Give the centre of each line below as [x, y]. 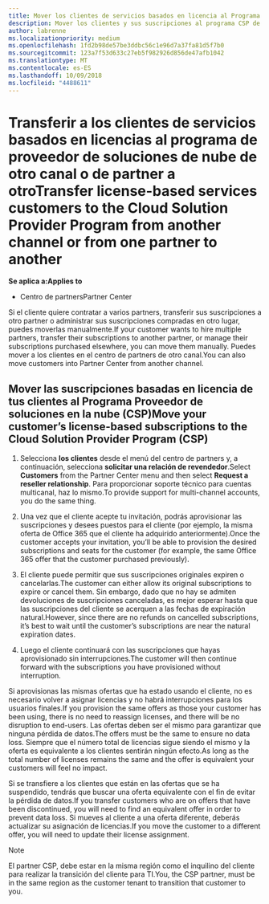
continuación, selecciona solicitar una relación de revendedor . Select [135, 467]
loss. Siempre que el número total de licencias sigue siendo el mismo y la [129, 743]
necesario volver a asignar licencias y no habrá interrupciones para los [125, 700]
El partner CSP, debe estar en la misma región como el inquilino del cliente [132, 866]
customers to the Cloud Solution [118, 208]
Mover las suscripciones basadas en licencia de [131, 389]
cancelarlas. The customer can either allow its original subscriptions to [136, 584]
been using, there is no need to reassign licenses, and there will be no [124, 717]
